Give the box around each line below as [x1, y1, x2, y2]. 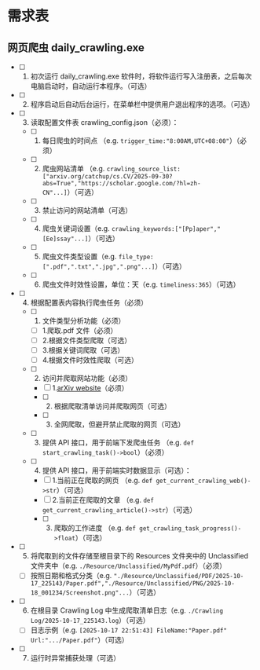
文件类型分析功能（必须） [42, 316, 126, 325]
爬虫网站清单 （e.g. [42, 164, 105, 173]
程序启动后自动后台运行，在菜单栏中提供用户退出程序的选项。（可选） [30, 100, 255, 108]
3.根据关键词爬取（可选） [42, 346, 125, 355]
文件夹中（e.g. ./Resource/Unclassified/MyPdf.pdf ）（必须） [30, 561, 227, 570]
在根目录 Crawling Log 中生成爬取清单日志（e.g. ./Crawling [30, 606, 224, 615]
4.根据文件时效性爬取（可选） [42, 355, 138, 365]
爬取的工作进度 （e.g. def [53, 523, 137, 533]
